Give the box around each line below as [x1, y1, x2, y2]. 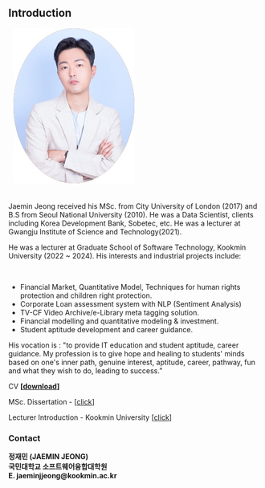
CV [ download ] [8, 381, 60, 391]
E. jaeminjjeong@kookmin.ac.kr [8, 471, 117, 481]
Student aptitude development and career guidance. [19, 324, 194, 334]
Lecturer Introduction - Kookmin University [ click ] [8, 413, 173, 422]
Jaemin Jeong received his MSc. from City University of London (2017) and [8, 201, 258, 211]
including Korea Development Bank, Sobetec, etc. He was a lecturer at [8, 218, 241, 228]
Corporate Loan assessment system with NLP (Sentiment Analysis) [19, 299, 243, 308]
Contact [8, 433, 41, 444]
